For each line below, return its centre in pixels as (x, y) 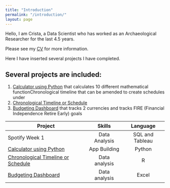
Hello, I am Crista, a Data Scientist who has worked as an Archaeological (81, 34)
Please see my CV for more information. (47, 49)
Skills (104, 126)
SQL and (143, 134)
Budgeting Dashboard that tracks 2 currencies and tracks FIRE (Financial (88, 108)
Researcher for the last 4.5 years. (40, 39)
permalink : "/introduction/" (36, 15)
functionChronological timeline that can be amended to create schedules (89, 92)
